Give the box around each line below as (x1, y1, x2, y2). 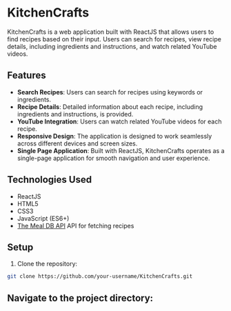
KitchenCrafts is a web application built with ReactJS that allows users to (7, 28, 214, 36)
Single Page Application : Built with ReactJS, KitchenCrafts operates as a (17, 146, 225, 154)
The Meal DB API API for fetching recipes (17, 221, 134, 230)
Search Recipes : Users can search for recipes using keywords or (17, 88, 203, 96)
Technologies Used (7, 174, 92, 185)
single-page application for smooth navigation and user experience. (17, 154, 210, 162)
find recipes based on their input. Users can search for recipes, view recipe (7, 34, 222, 43)
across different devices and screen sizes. (17, 139, 138, 148)
